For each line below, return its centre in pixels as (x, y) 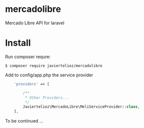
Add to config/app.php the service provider (49, 75)
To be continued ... (24, 121)
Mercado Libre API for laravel (35, 23)
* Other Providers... (47, 98)
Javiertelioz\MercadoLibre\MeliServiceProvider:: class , (81, 107)
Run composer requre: (28, 57)
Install (18, 43)
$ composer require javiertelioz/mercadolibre (54, 65)
